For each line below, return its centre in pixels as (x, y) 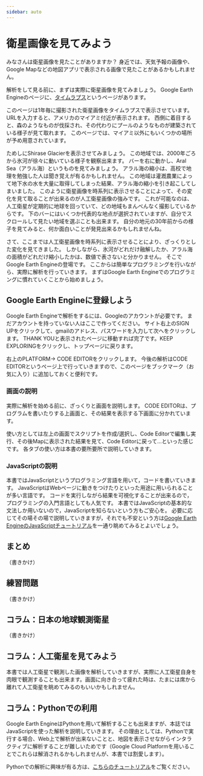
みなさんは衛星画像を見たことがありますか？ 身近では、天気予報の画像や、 (100, 62)
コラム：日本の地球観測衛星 (58, 620)
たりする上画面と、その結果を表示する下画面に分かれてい (114, 413)
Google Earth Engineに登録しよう (69, 300)
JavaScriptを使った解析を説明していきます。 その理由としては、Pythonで (98, 731)
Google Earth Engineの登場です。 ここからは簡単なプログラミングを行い (96, 264)
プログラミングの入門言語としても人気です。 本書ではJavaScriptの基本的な (99, 503)
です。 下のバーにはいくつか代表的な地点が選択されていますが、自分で (99, 214)
